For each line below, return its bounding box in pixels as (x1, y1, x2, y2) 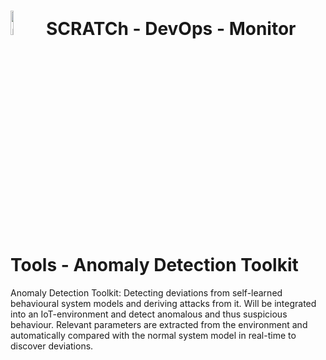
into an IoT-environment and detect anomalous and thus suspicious (10, 308, 288, 320)
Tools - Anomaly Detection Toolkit (10, 254, 299, 277)
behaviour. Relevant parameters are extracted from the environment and (10, 318, 308, 330)
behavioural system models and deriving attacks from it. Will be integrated (10, 297, 317, 309)
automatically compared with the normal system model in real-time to (10, 329, 297, 341)
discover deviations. (10, 340, 94, 352)
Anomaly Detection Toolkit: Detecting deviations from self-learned (10, 286, 283, 299)
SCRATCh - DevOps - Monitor (46, 18, 297, 40)
